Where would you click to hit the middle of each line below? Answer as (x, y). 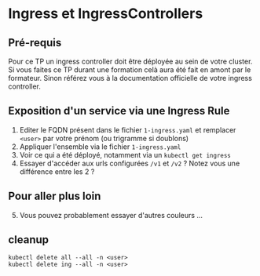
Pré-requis (35, 43)
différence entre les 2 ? (57, 171)
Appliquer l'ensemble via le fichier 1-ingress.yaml (100, 147)
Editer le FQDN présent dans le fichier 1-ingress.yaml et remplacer (128, 129)
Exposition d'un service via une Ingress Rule (119, 111)
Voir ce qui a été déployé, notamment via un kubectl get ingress (125, 154)
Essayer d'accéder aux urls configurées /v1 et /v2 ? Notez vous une (130, 163)
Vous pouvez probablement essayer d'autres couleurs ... (111, 215)
